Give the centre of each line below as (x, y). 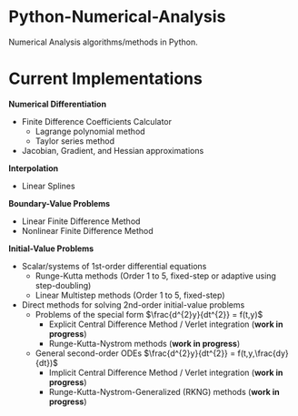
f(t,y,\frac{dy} (263, 353)
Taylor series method (75, 141)
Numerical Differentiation (57, 104)
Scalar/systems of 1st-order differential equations (114, 266)
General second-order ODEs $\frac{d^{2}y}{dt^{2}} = (135, 353)
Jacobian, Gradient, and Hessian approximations (113, 150)
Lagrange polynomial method (90, 131)
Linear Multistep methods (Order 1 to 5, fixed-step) (130, 295)
